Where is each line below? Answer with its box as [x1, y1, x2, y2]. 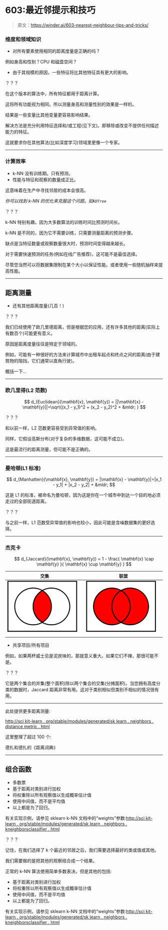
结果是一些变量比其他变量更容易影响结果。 [5, 112, 93, 118]
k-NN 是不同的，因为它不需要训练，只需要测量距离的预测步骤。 [5, 230, 136, 236]
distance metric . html [5, 724, 50, 730]
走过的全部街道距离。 [5, 498, 49, 504]
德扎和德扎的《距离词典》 [5, 744, 58, 751]
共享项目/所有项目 [12, 642, 49, 648]
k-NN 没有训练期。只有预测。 [12, 170, 73, 176]
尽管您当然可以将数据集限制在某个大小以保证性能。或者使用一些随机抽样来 [5, 261, 158, 268]
